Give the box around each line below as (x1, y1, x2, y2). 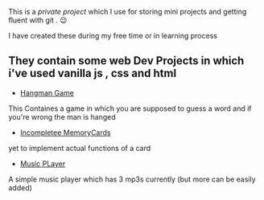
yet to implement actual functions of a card (8, 143, 151, 153)
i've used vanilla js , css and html (8, 67, 177, 80)
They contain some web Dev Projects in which (8, 54, 245, 67)
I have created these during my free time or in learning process (8, 31, 217, 40)
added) (8, 182, 32, 192)
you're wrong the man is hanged (8, 112, 117, 121)
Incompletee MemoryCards (19, 128, 111, 137)
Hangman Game (19, 88, 74, 97)
